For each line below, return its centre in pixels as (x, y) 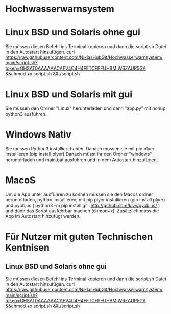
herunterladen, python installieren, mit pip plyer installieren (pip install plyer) (85, 199)
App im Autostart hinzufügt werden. (43, 216)
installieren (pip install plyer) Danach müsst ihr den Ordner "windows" (79, 154)
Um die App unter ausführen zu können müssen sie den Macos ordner (79, 194)
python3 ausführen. (26, 114)
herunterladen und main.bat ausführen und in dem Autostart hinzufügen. (82, 160)
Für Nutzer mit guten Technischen (79, 237)
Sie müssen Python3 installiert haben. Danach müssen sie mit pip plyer (80, 149)
